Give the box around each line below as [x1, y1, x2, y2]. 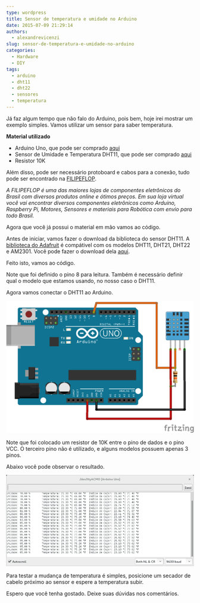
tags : [6, 66, 20, 72]
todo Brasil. [6, 212, 35, 219]
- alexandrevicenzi [11, 35, 60, 41]
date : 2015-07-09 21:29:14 [6, 22, 73, 28]
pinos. [6, 451, 22, 459]
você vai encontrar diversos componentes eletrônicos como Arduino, [6, 199, 176, 206]
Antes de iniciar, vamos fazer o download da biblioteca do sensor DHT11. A [6, 235, 190, 242]
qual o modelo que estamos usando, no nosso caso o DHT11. [6, 277, 156, 284]
